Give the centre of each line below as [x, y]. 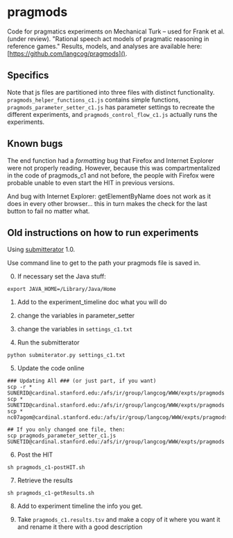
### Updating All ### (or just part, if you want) [82, 381]
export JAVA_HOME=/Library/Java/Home [62, 290]
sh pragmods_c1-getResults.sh [51, 493]
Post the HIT [35, 455]
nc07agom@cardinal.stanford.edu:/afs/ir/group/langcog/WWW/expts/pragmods [118, 418]
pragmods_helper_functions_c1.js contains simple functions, [94, 100]
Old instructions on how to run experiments [103, 233]
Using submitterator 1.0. [41, 250]
